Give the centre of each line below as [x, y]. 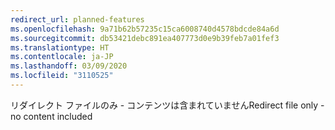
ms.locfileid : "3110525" [62, 76]
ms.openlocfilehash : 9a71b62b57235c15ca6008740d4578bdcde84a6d [145, 29]
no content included [51, 116]
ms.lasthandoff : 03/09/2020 [69, 66]
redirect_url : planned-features [77, 19]
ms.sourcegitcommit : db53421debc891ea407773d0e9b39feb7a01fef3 [145, 38]
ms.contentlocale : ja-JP [62, 57]
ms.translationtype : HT [60, 47]
